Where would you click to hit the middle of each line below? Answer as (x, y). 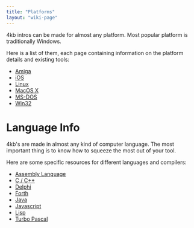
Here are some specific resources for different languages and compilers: (96, 162)
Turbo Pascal (31, 219)
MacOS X (27, 90)
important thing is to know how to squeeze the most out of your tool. (91, 151)
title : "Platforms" (31, 12)
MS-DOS (26, 97)
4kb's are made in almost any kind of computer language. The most (90, 144)
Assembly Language (40, 174)
